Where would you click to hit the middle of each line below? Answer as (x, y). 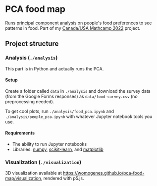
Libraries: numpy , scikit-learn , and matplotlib (58, 149)
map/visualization (23, 178)
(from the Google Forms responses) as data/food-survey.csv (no (71, 96)
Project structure (32, 44)
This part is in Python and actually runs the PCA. (54, 68)
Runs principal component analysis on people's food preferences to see (78, 23)
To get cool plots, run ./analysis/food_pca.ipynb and (60, 111)
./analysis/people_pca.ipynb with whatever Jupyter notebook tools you (79, 116)
